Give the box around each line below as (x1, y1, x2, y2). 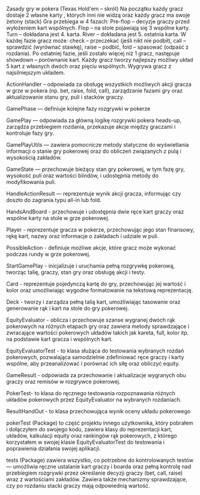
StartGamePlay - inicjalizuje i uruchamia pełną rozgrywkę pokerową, (6, 262, 175, 269)
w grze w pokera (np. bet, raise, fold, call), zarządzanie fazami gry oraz (6, 87, 183, 94)
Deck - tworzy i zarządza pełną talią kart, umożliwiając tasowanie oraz (6, 298, 181, 306)
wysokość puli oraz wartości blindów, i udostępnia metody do (6, 172, 159, 179)
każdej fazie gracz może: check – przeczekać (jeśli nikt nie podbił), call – (6, 37, 186, 44)
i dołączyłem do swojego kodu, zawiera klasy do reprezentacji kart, (6, 426, 173, 432)
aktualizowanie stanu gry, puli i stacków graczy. (6, 93, 124, 100)
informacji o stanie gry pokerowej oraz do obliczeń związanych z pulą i (6, 147, 181, 155)
